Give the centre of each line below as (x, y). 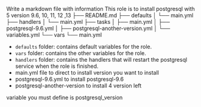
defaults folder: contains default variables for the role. (83, 46)
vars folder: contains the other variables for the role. (80, 53)
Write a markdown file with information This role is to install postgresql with (100, 9)
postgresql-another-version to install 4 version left (78, 86)
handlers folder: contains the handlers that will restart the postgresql (101, 60)
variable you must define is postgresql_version (65, 98)
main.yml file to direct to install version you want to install (87, 72)
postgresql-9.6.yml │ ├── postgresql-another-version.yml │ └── (88, 28)
